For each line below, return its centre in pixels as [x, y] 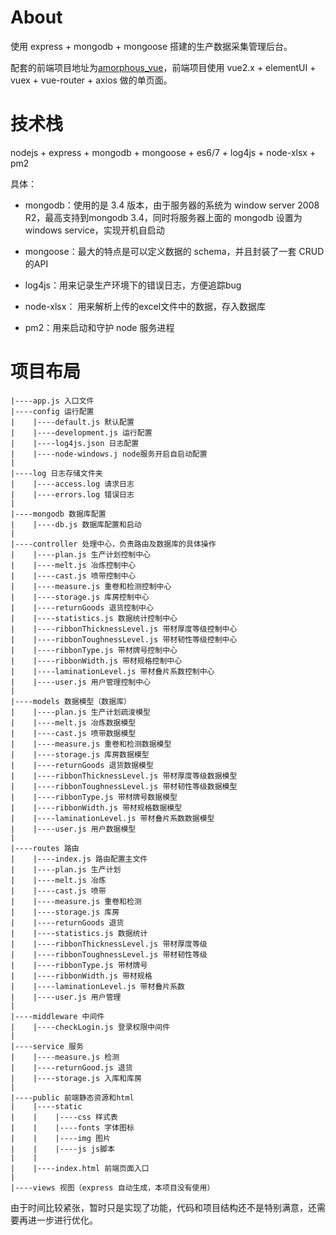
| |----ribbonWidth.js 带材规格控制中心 [96, 661]
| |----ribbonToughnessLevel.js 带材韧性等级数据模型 [124, 786]
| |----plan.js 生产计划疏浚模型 [80, 712]
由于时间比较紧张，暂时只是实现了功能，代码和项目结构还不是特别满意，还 [163, 1207]
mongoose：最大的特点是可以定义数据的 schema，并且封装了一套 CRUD [174, 251]
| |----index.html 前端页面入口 [80, 1168]
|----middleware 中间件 [57, 1016]
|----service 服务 [47, 1046]
